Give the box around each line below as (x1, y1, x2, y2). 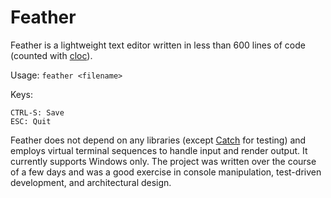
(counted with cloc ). (10, 49, 93, 61)
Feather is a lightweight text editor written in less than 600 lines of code (10, 39, 306, 51)
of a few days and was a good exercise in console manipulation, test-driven (10, 166, 322, 178)
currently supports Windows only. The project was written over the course (10, 155, 317, 167)
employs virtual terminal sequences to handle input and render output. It (10, 144, 308, 156)
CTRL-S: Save (10, 107, 65, 118)
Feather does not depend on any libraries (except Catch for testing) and (10, 134, 307, 146)
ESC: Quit (10, 116, 52, 126)
